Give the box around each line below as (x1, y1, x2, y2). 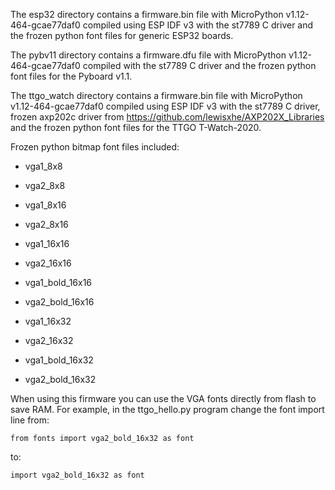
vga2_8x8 (24, 180, 66, 191)
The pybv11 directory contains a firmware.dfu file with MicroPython (10, 49, 287, 61)
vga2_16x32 (24, 335, 74, 346)
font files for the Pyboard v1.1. (10, 70, 133, 82)
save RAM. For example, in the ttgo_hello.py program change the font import (10, 404, 325, 415)
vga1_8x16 (24, 199, 67, 211)
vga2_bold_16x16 (24, 296, 95, 308)
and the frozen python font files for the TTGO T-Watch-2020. (10, 122, 262, 133)
